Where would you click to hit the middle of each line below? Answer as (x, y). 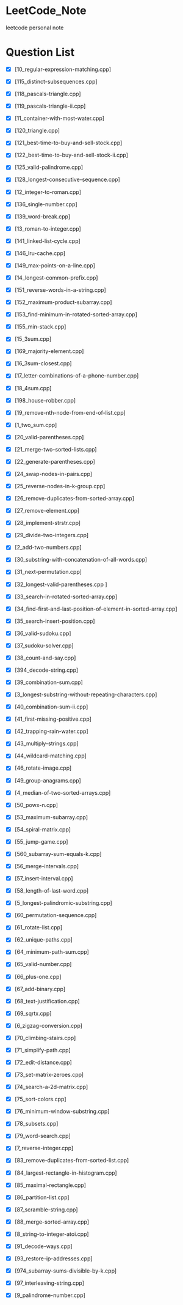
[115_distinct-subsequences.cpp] (56, 81)
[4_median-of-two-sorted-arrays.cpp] (63, 792)
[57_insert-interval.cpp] (44, 878)
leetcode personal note (35, 28)
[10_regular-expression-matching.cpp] (63, 69)
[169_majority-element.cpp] (49, 351)
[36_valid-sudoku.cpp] (43, 633)
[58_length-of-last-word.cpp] (52, 891)
